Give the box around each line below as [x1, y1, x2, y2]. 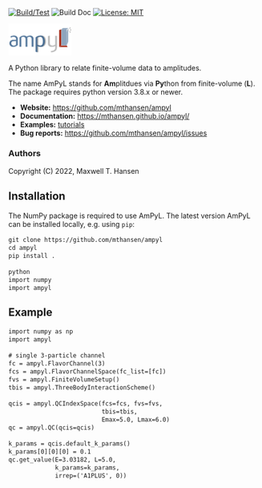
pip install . [8, 252, 56, 260]
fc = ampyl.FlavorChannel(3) [8, 360, 106, 368]
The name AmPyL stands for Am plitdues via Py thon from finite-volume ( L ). [8, 79, 256, 88]
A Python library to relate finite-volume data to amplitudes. [8, 63, 202, 72]
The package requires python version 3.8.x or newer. [8, 87, 183, 96]
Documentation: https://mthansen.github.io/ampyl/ [19, 111, 190, 120]
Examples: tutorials [19, 119, 85, 129]
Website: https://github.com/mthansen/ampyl [19, 103, 172, 112]
